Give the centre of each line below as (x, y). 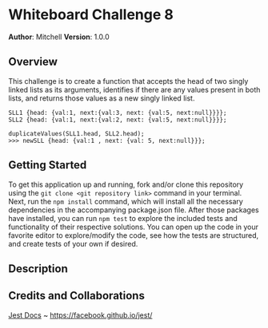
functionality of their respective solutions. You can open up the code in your (133, 227)
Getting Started (48, 165)
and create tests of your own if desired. (73, 243)
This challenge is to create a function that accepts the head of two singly (128, 81)
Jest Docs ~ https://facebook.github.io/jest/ (80, 315)
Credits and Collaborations (77, 296)
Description (38, 269)
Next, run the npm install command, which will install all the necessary (126, 201)
